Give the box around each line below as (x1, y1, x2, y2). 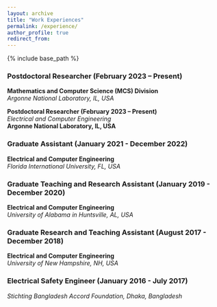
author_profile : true (7, 29, 69, 36)
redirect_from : (7, 36, 51, 42)
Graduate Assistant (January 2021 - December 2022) (7, 139, 188, 149)
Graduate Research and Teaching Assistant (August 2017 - (7, 228, 207, 237)
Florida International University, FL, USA (7, 162, 121, 170)
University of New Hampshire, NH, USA (7, 259, 118, 267)
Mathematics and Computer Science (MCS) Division (7, 87, 159, 95)
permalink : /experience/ (7, 23, 78, 29)
